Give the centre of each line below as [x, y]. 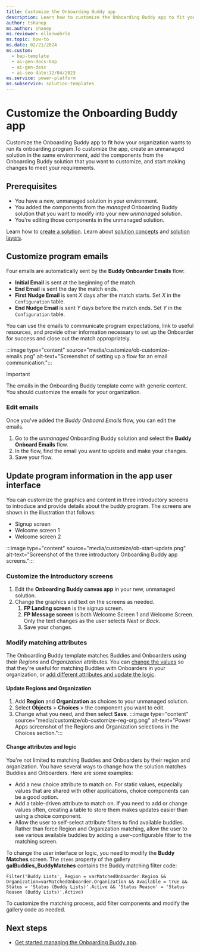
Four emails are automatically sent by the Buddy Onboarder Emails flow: [96, 271]
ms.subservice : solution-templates [50, 84]
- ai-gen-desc [29, 67]
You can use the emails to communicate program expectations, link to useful [100, 325]
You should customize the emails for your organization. [74, 392]
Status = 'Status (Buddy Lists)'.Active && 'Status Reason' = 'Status [96, 887]
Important [18, 374]
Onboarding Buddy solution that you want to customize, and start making [96, 161]
